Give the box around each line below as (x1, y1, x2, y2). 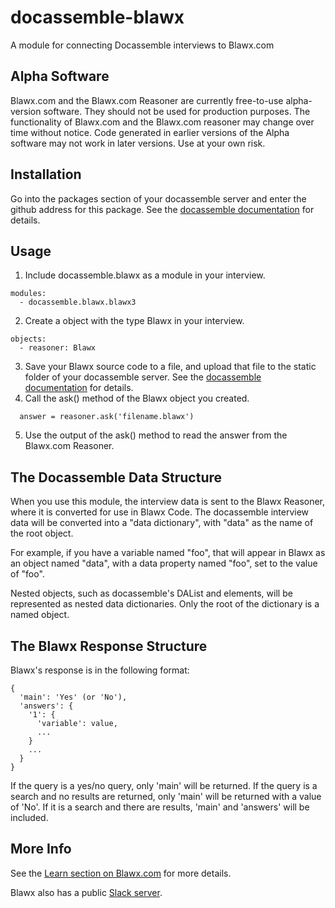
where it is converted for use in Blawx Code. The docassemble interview (10, 506, 310, 518)
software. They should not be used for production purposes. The (43, 105, 311, 117)
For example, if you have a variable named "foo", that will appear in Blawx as (10, 547, 326, 559)
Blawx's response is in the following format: (10, 664, 190, 676)
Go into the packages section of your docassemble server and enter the (10, 192, 307, 205)
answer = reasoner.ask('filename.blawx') (19, 412, 195, 422)
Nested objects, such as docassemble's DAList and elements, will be (10, 587, 293, 600)
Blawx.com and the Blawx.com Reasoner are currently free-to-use (10, 94, 284, 106)
